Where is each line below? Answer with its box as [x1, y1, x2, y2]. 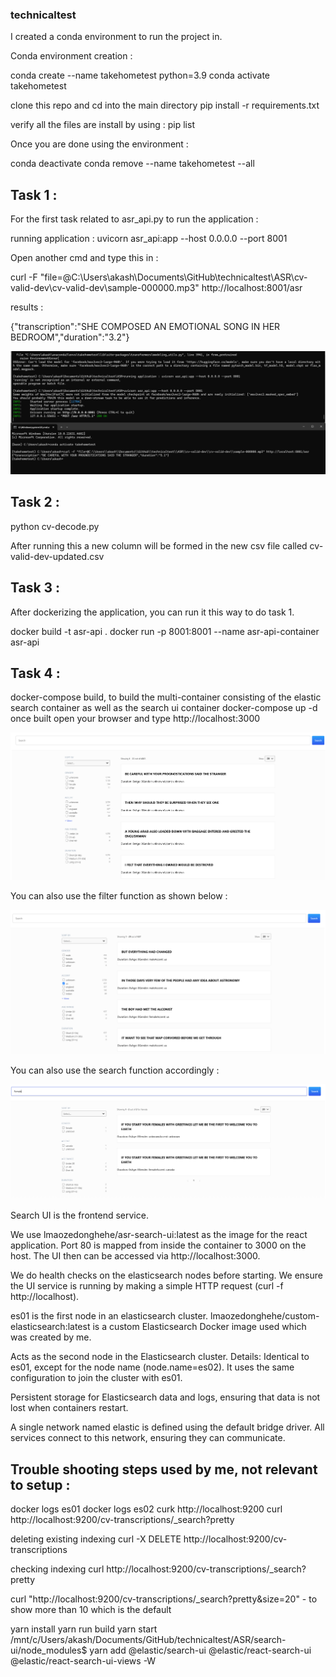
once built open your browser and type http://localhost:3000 [10, 713, 261, 725]
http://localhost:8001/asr [201, 282, 303, 294]
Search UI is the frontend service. [10, 1209, 149, 1222]
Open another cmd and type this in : [10, 252, 159, 264]
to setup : [10, 1476, 71, 1493]
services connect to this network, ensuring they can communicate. [10, 1432, 286, 1444]
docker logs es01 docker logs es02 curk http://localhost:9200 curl [10, 1503, 283, 1515]
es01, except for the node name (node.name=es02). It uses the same [10, 1361, 295, 1373]
